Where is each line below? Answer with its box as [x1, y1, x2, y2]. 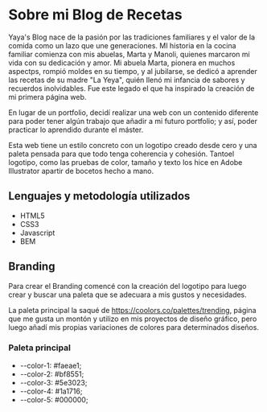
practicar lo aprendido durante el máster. [8, 125, 144, 134]
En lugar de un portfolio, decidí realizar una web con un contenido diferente [8, 107, 259, 117]
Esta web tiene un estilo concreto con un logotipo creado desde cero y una [8, 140, 257, 150]
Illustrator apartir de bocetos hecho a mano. [8, 166, 154, 175]
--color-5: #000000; [19, 394, 88, 404]
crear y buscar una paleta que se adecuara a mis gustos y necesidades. [8, 290, 247, 299]
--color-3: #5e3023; [19, 377, 88, 387]
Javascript [19, 228, 55, 237]
